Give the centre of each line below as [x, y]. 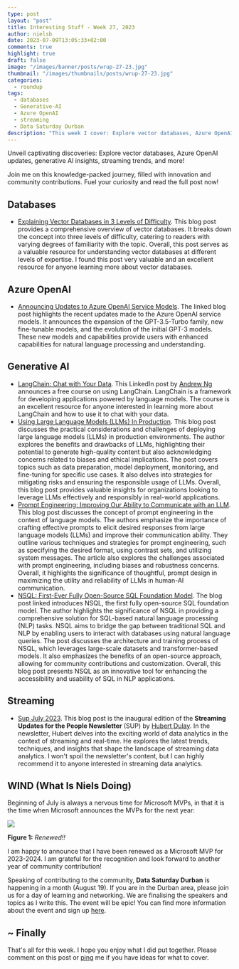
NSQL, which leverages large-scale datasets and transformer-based [118, 648]
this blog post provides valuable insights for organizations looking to [118, 489]
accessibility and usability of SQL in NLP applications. [96, 678]
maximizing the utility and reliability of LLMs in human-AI [101, 580]
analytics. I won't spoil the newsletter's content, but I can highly [111, 756]
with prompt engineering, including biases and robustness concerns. [118, 565]
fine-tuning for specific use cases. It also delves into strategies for [115, 475]
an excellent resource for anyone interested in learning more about [115, 406]
